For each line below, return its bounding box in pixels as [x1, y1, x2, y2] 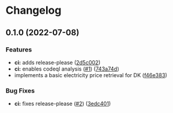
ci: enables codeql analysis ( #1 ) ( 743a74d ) [14, 65, 119, 72]
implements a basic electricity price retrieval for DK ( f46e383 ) [14, 71, 168, 78]
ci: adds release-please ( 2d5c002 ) [14, 59, 101, 66]
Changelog [5, 4, 62, 17]
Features [5, 45, 32, 54]
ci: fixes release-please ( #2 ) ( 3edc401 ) [14, 100, 111, 108]
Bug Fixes [5, 86, 35, 94]
